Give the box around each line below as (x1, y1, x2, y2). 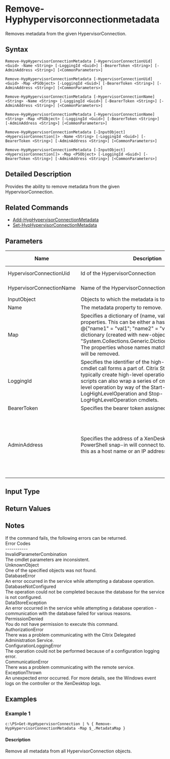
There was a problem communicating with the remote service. (5, 664, 135, 670)
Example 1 (5, 710, 31, 717)
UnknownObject (5, 562, 39, 568)
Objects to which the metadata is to (80, 296, 165, 303)
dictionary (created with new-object (80, 331, 167, 338)
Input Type (5, 487, 40, 496)
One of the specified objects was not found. (5, 567, 97, 573)
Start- (150, 384, 166, 391)
